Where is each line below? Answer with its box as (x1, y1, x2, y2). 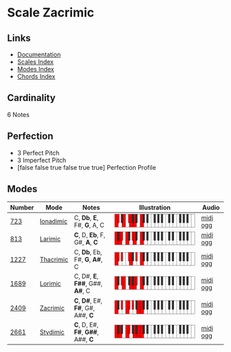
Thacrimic (40, 256, 69, 264)
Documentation (16, 50, 61, 58)
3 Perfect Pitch (16, 148, 60, 157)
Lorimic (40, 280, 61, 288)
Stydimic (40, 328, 65, 336)
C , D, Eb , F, (74, 231, 106, 239)
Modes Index (16, 65, 54, 73)
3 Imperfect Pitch (16, 156, 67, 164)
